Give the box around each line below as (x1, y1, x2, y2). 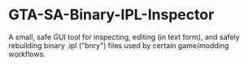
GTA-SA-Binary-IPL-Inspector (8, 6, 215, 24)
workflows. (8, 49, 46, 59)
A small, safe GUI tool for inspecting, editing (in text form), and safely (8, 32, 240, 42)
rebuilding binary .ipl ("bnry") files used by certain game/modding (8, 40, 229, 50)
